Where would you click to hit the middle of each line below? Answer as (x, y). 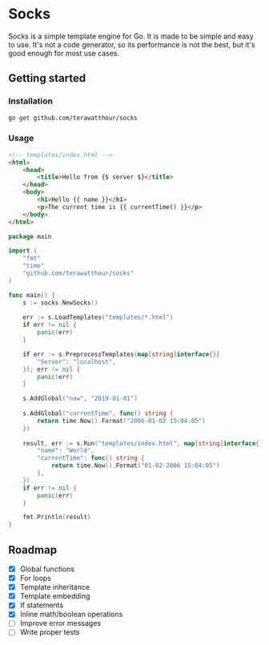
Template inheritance (55, 587)
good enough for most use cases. (64, 53)
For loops (36, 578)
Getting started (47, 78)
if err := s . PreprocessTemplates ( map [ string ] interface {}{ (121, 354)
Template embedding (55, 596)
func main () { (32, 295)
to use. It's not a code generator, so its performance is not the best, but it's (132, 44)
